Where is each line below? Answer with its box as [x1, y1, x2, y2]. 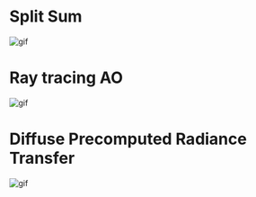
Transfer [9, 148, 75, 168]
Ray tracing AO [9, 67, 124, 88]
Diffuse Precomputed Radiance [9, 129, 247, 149]
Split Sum [9, 6, 83, 27]
